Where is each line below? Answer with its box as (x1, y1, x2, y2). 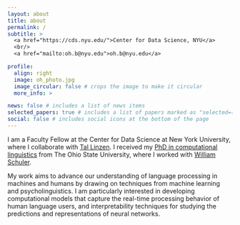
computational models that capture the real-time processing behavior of (7, 194, 220, 203)
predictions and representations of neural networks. (7, 209, 161, 218)
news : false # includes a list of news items (7, 103, 145, 110)
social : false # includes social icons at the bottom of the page (7, 115, 209, 123)
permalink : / (7, 23, 46, 31)
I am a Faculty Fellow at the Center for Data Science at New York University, (7, 135, 231, 143)
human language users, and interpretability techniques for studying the (7, 202, 216, 210)
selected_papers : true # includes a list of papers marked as (7, 109, 196, 116)
